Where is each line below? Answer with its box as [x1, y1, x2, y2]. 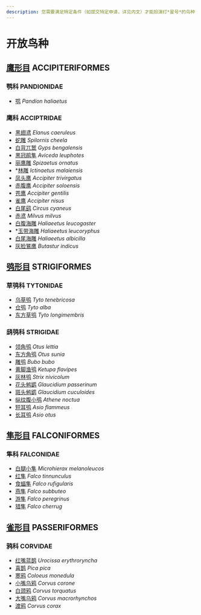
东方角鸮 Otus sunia [14, 350, 65, 358]
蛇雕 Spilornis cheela [14, 136, 68, 143]
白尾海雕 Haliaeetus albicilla [14, 234, 86, 242]
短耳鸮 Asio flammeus [14, 403, 70, 410]
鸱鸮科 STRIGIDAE [6, 328, 59, 337]
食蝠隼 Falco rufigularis [14, 480, 74, 487]
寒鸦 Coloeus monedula [14, 572, 74, 579]
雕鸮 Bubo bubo [14, 358, 55, 365]
